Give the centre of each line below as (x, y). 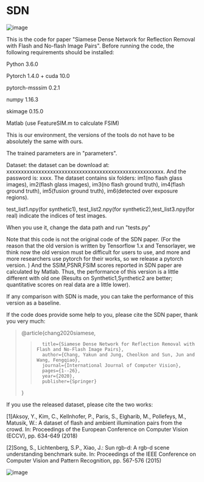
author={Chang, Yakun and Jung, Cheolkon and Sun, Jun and (118, 355)
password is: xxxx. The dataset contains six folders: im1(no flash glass (94, 178)
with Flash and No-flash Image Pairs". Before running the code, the (90, 46)
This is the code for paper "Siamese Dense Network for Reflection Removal (101, 39)
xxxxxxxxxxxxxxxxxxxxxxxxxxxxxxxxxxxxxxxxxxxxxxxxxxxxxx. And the (97, 171)
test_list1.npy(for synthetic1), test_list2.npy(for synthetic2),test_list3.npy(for (100, 209)
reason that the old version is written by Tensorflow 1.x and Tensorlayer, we (101, 246)
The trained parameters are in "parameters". (62, 153)
